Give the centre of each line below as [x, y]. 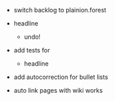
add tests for [32, 50]
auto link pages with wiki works [58, 90]
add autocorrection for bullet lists [61, 77]
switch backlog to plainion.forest [60, 10]
